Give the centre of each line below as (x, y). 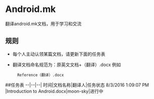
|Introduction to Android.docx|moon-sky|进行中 (54, 91)
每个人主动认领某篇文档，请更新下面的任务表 (59, 54)
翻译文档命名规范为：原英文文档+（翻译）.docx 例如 (67, 64)
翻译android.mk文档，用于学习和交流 (44, 23)
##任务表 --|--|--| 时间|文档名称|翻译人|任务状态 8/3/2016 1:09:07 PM (77, 85)
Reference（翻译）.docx (41, 75)
